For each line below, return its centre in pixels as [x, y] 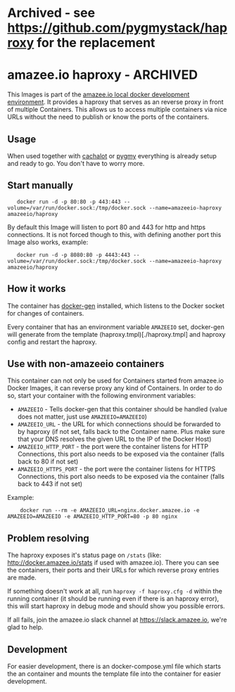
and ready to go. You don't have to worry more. [76, 163]
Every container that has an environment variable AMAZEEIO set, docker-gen [116, 327]
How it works [37, 289]
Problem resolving [48, 538]
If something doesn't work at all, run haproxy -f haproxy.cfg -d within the [115, 591]
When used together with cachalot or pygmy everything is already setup [112, 155]
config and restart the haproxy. [52, 342]
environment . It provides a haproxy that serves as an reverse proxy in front [115, 102]
